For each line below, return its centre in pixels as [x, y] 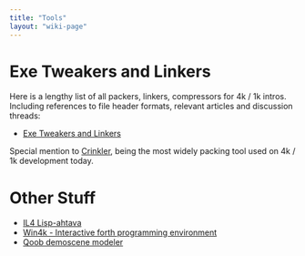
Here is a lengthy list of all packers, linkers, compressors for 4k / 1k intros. [148, 97]
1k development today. [51, 161]
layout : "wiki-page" [49, 26]
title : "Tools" [38, 18]
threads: [25, 116]
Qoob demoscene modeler [73, 242]
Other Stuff [53, 198]
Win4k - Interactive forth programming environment [120, 232]
